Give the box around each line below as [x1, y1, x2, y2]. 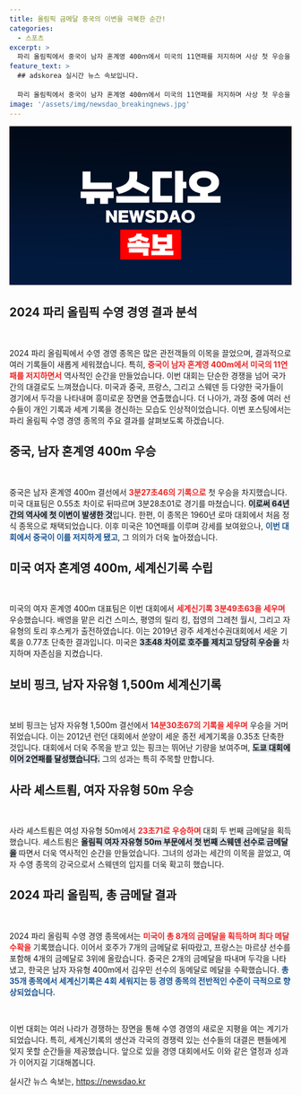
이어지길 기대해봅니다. [18, 1056, 96, 1067]
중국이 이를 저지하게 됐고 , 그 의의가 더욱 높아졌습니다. [32, 531, 218, 542]
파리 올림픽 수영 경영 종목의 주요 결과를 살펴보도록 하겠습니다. [9, 415, 225, 425]
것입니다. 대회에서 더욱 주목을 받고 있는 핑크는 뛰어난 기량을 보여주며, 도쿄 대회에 [9, 742, 291, 753]
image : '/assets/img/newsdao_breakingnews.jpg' [9, 100, 191, 109]
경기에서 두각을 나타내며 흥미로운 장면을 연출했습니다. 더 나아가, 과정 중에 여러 [9, 392, 282, 403]
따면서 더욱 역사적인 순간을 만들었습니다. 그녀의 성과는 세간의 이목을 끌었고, [18, 848, 282, 859]
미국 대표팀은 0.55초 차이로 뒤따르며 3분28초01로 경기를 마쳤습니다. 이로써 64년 [9, 498, 290, 509]
